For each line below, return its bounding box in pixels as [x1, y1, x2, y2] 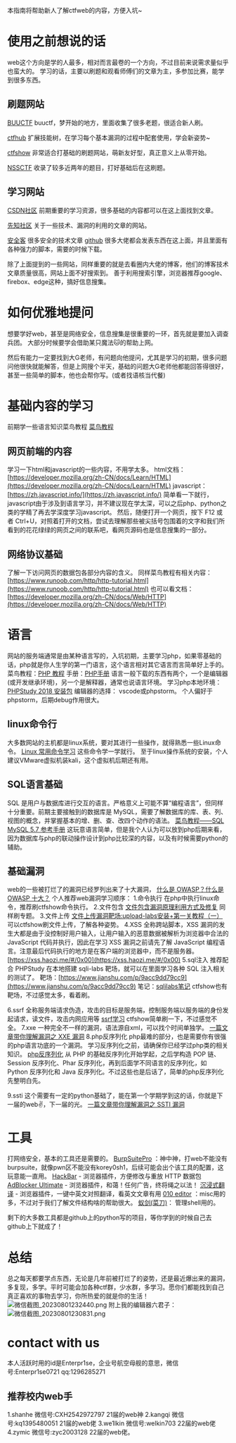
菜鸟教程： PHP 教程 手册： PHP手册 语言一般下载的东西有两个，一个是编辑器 [7, 669, 228, 677]
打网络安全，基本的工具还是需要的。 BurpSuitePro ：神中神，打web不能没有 [7, 1155, 228, 1163]
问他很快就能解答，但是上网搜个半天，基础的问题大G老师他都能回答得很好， [7, 362, 228, 370]
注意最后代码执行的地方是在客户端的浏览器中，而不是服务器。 [19, 947, 198, 955]
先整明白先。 [7, 1076, 44, 1085]
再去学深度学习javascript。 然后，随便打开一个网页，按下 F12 [37, 508, 216, 517]
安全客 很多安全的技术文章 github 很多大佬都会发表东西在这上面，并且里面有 [7, 235, 228, 245]
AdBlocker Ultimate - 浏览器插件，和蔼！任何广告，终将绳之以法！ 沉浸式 [7, 1181, 219, 1189]
